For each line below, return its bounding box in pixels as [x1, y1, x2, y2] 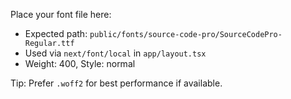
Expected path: [24, 28, 88, 39]
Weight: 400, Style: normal [24, 58, 136, 69]
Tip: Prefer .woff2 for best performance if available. [10, 77, 223, 89]
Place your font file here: [10, 9, 112, 20]
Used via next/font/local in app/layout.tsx [24, 47, 207, 59]
